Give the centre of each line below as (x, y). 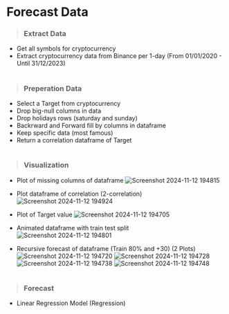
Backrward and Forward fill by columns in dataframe (91, 126)
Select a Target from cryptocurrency (68, 104)
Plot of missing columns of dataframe (70, 180)
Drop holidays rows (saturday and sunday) (77, 118)
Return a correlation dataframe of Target (74, 140)
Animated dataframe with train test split (73, 228)
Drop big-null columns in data (59, 111)
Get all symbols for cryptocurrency (66, 48)
